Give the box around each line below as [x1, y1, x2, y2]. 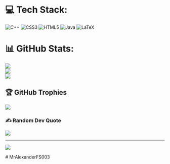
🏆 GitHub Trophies [5, 88, 67, 97]
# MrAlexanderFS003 [5, 154, 50, 160]
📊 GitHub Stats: [5, 43, 74, 55]
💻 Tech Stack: [5, 4, 68, 16]
